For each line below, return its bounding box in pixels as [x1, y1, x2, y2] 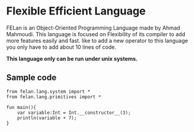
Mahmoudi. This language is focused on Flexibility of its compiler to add [6, 30, 186, 37]
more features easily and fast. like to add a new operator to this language [6, 37, 189, 44]
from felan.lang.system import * [6, 89, 91, 95]
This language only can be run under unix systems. [6, 55, 138, 62]
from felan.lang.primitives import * [6, 93, 102, 100]
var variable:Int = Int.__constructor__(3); [17, 110, 131, 116]
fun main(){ [6, 104, 36, 110]
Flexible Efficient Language [6, 4, 146, 18]
